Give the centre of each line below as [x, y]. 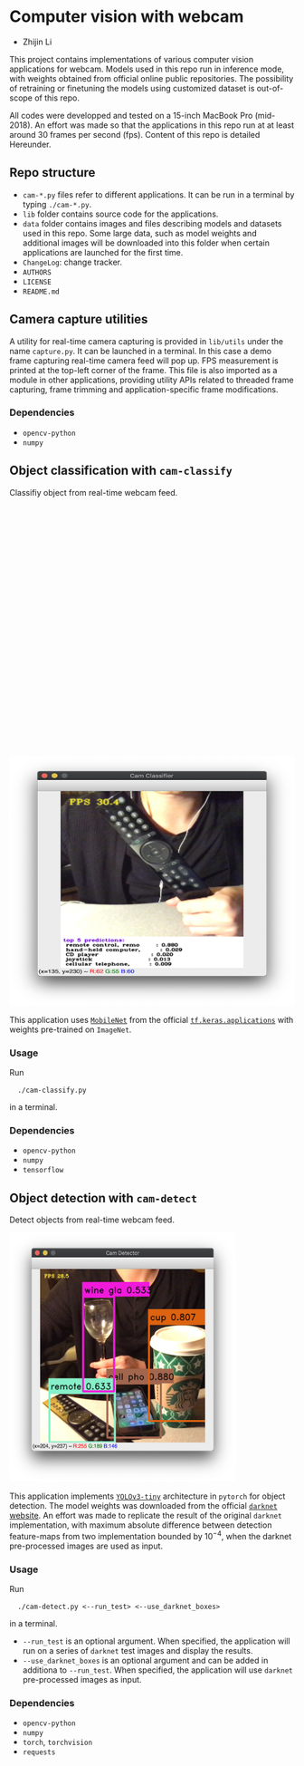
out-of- [270, 88]
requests [39, 1752]
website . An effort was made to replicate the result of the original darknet [146, 1516]
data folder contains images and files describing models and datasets [152, 223]
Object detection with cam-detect [103, 1198]
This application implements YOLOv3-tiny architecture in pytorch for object [147, 1496]
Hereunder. [30, 144]
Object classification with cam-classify [121, 471]
